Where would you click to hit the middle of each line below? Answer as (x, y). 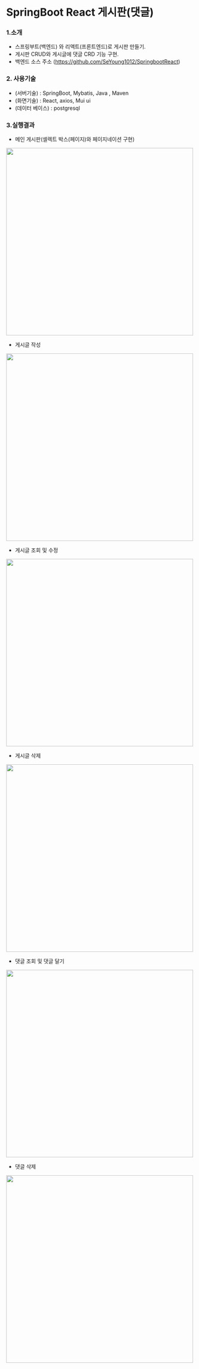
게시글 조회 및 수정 (36, 550)
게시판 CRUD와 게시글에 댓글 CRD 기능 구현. (67, 54)
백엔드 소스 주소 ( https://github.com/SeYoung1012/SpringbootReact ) (97, 62)
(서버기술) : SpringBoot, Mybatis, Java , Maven (72, 93)
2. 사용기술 (21, 79)
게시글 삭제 (28, 756)
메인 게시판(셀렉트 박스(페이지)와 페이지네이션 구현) (75, 139)
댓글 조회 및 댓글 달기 (39, 961)
